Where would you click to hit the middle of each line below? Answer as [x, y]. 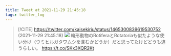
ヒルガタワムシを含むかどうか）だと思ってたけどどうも [103, 42]
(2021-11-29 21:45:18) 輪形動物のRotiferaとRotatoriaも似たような [89, 35]
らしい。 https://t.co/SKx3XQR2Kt [58, 48]
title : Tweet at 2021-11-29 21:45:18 [46, 10]
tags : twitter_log [25, 15]
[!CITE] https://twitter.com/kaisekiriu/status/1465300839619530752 [89, 29]
